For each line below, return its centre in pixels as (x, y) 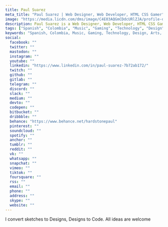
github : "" (21, 75)
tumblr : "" (21, 145)
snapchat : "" (23, 163)
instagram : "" (24, 56)
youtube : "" (22, 61)
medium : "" (21, 98)
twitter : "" (22, 47)
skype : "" (20, 200)
